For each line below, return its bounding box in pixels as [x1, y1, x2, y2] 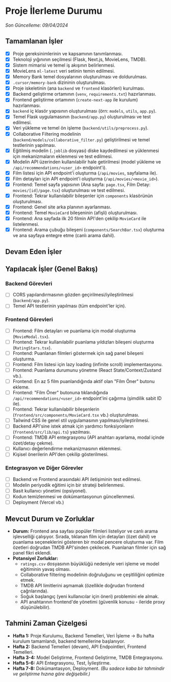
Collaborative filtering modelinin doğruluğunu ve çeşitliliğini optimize [20, 571, 164, 578]
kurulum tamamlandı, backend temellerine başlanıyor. [12, 638, 125, 644]
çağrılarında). [20, 588, 48, 594]
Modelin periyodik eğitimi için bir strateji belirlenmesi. [12, 482, 125, 488]
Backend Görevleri [5, 280, 53, 287]
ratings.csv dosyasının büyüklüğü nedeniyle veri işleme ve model [20, 561, 160, 567]
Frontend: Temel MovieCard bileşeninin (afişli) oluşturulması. [12, 210, 138, 216]
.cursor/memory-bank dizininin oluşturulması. [12, 79, 106, 86]
